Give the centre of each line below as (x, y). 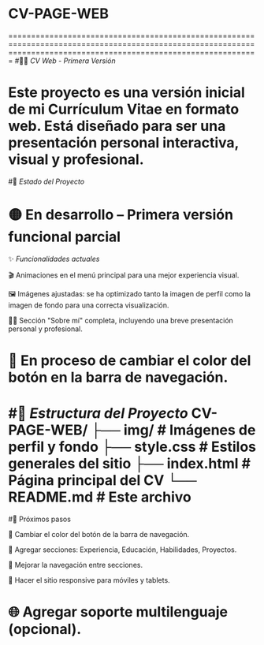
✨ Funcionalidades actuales (54, 259)
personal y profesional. (45, 329)
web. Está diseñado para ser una (117, 126)
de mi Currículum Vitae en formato (124, 109)
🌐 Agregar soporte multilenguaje (118, 612)
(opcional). (45, 630)
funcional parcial (64, 237)
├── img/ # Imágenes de (173, 430)
